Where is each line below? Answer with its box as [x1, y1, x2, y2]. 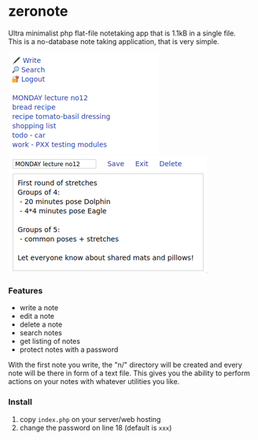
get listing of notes [19, 337, 81, 346]
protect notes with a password [19, 345, 119, 354]
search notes [19, 328, 63, 338]
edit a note [19, 312, 55, 321]
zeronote [8, 2, 68, 20]
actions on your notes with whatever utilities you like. [8, 377, 180, 386]
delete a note [19, 320, 63, 329]
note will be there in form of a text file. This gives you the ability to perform [8, 368, 250, 378]
